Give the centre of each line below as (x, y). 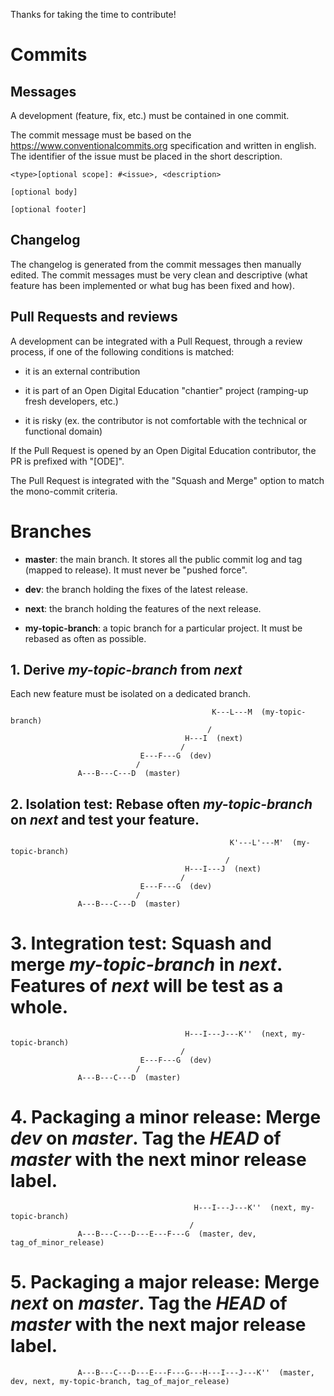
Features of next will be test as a (147, 986)
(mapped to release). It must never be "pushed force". (136, 570)
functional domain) (63, 431)
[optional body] (44, 192)
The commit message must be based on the (101, 135)
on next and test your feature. (105, 819)
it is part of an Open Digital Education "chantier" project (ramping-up (166, 390)
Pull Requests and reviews (94, 317)
